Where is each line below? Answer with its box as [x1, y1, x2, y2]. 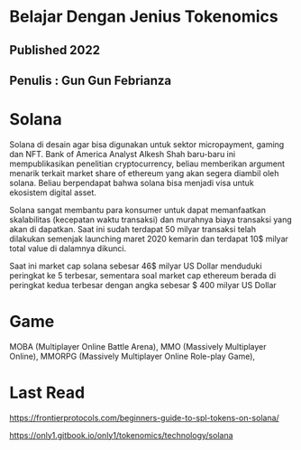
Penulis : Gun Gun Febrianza [9, 72, 172, 88]
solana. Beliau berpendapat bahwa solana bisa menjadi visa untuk [9, 177, 254, 188]
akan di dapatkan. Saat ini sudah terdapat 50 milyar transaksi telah [9, 223, 257, 234]
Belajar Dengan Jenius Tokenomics [9, 6, 278, 27]
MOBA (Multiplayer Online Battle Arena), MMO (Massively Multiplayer [9, 341, 268, 352]
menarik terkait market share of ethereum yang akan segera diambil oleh [9, 167, 279, 178]
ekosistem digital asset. [9, 187, 97, 198]
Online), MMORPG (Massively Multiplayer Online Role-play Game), [9, 351, 255, 361]
